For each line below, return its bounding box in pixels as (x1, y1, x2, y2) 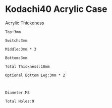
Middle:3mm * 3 (5, 47, 37, 52)
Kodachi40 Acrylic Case (5, 3, 108, 15)
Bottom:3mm (5, 55, 28, 60)
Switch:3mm (5, 38, 28, 43)
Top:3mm (5, 29, 21, 34)
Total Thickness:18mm (5, 64, 50, 69)
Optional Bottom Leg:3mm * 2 (5, 73, 65, 78)
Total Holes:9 (5, 99, 35, 104)
